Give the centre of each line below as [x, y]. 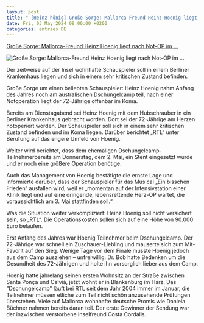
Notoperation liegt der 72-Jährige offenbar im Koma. [72, 101]
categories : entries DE [37, 29]
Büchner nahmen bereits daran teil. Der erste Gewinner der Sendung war [98, 308]
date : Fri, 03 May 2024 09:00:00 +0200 [57, 23]
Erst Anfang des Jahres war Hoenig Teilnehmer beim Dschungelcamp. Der [100, 238]
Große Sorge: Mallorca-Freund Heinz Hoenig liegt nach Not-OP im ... [92, 46]
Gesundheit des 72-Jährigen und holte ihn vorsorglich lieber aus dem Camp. [102, 264]
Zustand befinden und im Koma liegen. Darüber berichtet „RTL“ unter [93, 132]
